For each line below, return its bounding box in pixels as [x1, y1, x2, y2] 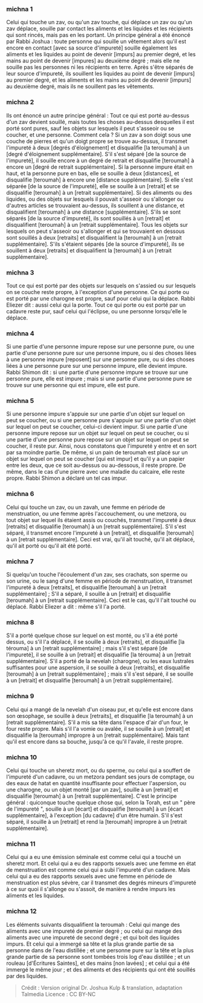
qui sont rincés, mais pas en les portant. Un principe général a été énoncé [6, 31, 190, 39]
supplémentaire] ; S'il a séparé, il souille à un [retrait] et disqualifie [6, 590, 171, 598]
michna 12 [6, 907, 37, 915]
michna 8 [6, 618, 34, 626]
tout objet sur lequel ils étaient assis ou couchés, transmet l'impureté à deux [6, 516, 196, 523]
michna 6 [6, 489, 34, 498]
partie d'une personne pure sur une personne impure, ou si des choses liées [6, 350, 197, 357]
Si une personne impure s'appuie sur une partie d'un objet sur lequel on [6, 410, 185, 417]
